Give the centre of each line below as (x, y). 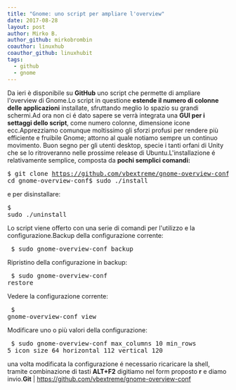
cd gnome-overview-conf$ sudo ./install (78, 181)
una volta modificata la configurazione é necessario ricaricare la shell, (109, 364)
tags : (15, 60)
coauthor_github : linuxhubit (50, 54)
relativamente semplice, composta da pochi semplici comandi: (99, 160)
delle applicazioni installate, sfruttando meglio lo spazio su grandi (103, 108)
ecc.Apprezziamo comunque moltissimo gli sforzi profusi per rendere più (113, 130)
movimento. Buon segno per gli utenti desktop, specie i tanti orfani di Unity (116, 145)
